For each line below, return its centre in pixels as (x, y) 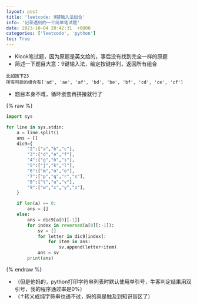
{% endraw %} (24, 269)
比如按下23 (18, 76)
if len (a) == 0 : (37, 204)
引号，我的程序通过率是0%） (50, 289)
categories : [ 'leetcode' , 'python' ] (51, 34)
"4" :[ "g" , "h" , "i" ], (51, 160)
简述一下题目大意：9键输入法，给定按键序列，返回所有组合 (86, 64)
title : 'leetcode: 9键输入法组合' (46, 17)
